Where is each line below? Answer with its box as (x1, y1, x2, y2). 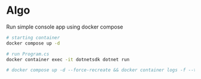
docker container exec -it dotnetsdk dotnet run (6, 56, 130, 62)
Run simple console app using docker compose (6, 23, 124, 30)
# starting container (6, 34, 60, 40)
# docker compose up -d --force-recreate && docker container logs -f (6, 67, 186, 73)
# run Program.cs (6, 51, 50, 57)
